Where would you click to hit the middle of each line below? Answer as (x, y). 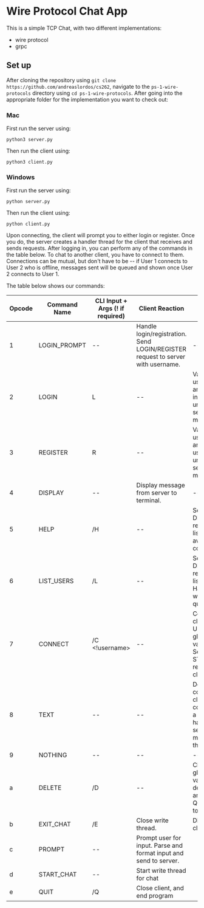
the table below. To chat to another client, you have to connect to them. (95, 255)
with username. (158, 364)
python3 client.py (29, 162)
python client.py (28, 224)
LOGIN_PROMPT (62, 345)
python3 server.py (29, 140)
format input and (160, 853)
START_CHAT (58, 875)
